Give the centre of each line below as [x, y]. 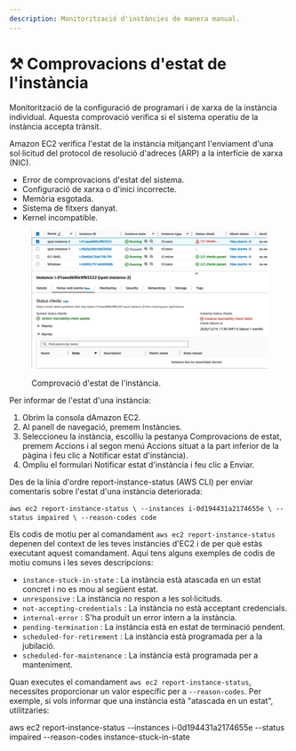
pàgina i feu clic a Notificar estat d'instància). [105, 455]
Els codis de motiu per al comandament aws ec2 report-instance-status [142, 534]
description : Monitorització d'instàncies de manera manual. [125, 19]
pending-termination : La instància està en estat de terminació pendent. [154, 627]
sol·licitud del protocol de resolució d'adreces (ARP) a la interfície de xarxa [146, 153]
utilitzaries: [29, 710]
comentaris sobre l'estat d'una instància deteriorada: [106, 491]
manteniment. [47, 665]
